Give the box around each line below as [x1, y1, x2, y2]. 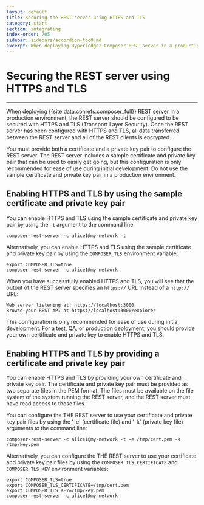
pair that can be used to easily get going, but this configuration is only [6, 158, 182, 165]
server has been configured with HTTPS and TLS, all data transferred [6, 127, 180, 134]
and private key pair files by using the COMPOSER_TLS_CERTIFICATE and [6, 459, 178, 466]
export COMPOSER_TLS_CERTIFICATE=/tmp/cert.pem [6, 483, 129, 489]
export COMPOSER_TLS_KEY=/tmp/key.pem [6, 487, 104, 494]
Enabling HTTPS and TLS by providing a [6, 349, 160, 359]
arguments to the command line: [6, 425, 87, 432]
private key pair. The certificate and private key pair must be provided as [6, 380, 188, 388]
